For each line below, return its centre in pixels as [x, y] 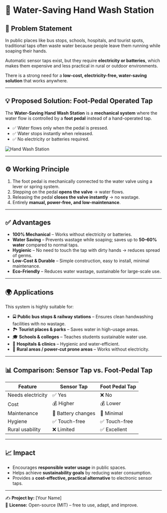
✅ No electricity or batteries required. [51, 139]
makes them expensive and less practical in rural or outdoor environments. [82, 66]
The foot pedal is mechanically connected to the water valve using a [82, 181]
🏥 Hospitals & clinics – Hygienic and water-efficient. [66, 344]
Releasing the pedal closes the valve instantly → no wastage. [76, 197]
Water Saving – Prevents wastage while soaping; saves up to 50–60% [85, 240]
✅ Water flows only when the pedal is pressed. [60, 128]
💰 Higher [63, 403]
